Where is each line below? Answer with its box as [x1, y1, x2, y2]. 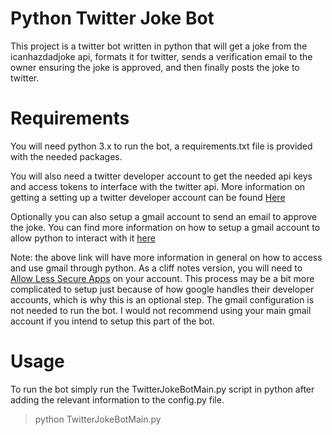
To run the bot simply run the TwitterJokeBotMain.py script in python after [10, 383, 315, 395]
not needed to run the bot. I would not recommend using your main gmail [10, 304, 312, 316]
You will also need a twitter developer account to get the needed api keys [10, 170, 313, 182]
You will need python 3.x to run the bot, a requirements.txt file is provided [10, 140, 313, 152]
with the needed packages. [10, 150, 123, 162]
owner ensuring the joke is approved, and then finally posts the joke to [10, 61, 300, 73]
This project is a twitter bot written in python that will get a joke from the [10, 40, 308, 52]
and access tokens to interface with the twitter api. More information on [10, 180, 306, 192]
